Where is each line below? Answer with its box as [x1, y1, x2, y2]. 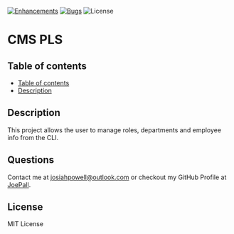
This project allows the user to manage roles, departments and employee [7, 125, 222, 134]
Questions [7, 154, 55, 166]
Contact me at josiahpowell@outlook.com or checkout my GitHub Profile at [7, 173, 227, 181]
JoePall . [7, 180, 31, 188]
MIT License [7, 220, 44, 228]
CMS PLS [7, 32, 63, 48]
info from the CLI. [7, 133, 59, 142]
